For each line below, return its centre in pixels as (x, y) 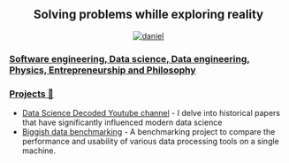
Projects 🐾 (32, 94)
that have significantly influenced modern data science (122, 122)
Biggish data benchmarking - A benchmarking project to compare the (148, 132)
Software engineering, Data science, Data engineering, (129, 58)
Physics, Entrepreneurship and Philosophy (103, 70)
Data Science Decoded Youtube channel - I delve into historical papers (151, 113)
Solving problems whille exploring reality (148, 15)
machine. (39, 151)
